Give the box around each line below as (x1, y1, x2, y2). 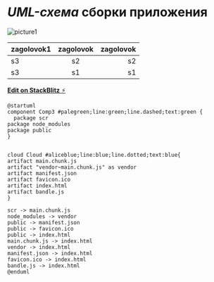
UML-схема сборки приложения (7, 4, 208, 20)
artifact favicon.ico (7, 176, 71, 183)
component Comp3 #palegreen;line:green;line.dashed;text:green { (7, 108, 203, 115)
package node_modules (7, 120, 71, 127)
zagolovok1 (11, 44, 51, 53)
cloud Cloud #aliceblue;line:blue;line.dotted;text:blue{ (7, 151, 181, 158)
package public (7, 127, 52, 134)
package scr (13, 114, 49, 122)
